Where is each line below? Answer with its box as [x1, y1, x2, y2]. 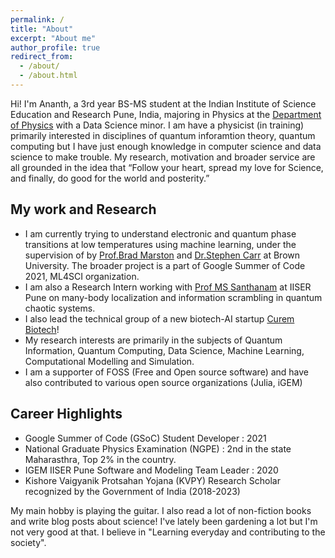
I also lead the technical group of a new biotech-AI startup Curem [24, 312, 295, 325]
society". [10, 536, 47, 548]
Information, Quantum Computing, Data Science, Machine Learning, [24, 344, 305, 356]
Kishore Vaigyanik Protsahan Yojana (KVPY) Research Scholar [24, 474, 281, 486]
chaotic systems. [24, 302, 96, 314]
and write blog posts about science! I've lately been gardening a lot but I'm [10, 515, 318, 527]
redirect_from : [10, 52, 74, 62]
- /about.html [19, 71, 78, 81]
